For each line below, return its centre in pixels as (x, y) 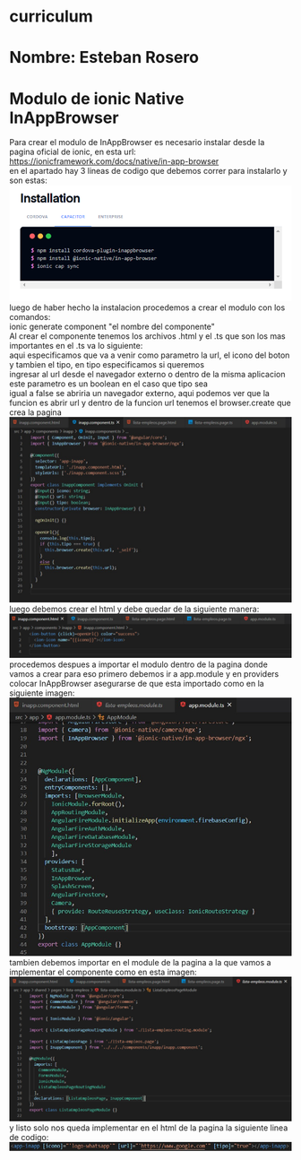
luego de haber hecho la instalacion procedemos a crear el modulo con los (147, 307)
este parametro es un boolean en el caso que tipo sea (109, 384)
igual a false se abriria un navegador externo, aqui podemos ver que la (140, 394)
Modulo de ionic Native (97, 98)
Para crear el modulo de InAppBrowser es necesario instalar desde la (137, 143)
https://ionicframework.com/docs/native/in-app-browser (114, 161)
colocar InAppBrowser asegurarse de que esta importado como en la (137, 683)
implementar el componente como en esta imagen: (103, 972)
